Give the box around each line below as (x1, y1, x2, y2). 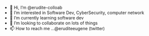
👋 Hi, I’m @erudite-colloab (9, 5, 63, 10)
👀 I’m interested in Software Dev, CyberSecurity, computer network (9, 10, 145, 16)
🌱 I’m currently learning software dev (9, 15, 84, 20)
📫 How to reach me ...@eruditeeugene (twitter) (9, 26, 105, 31)
